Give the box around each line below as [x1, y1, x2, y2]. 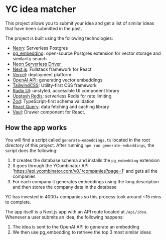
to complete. [5, 199, 32, 205]
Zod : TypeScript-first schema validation [12, 98, 95, 104]
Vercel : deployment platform [12, 71, 72, 77]
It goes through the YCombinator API [12, 162, 89, 169]
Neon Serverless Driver [12, 61, 61, 67]
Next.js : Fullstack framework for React [12, 66, 92, 72]
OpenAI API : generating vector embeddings [12, 77, 103, 83]
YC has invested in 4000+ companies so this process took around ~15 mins [5, 193, 161, 199]
